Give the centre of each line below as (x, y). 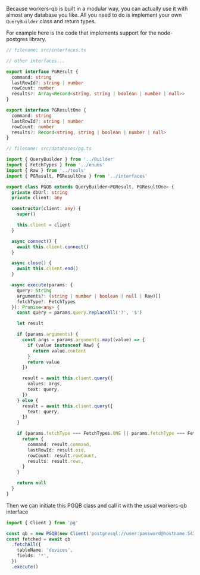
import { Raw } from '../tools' (46, 170)
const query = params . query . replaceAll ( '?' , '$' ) (80, 313)
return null (32, 483)
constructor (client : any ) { (46, 209)
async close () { (32, 263)
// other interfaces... (36, 61)
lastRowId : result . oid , (57, 450)
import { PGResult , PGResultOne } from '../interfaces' (77, 176)
